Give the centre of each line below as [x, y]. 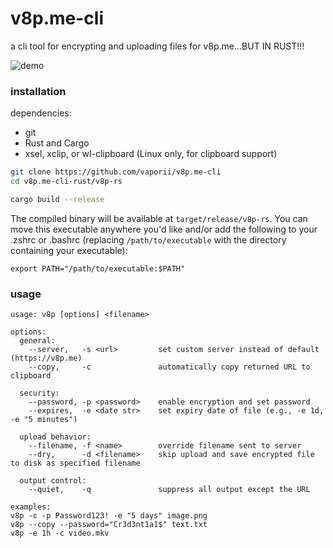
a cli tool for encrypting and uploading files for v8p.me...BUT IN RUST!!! [157, 46]
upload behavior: [55, 437]
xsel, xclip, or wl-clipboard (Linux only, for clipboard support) [151, 154]
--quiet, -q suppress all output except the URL [169, 490]
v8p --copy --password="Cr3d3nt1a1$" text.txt [109, 525]
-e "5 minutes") [44, 420]
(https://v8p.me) [46, 358]
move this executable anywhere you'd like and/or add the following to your [164, 229]
